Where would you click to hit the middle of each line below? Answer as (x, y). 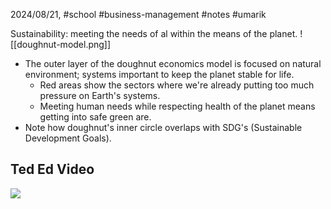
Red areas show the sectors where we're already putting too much (177, 85)
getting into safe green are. (95, 117)
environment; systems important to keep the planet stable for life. (159, 74)
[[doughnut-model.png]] (61, 44)
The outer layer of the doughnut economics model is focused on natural (173, 63)
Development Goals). (68, 138)
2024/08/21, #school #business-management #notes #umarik (138, 14)
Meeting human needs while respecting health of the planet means (177, 106)
